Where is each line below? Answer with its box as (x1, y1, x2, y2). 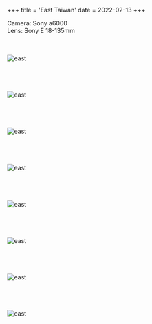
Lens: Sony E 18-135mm (7, 27, 76, 34)
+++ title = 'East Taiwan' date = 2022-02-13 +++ (7, 6, 146, 14)
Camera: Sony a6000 (7, 19, 67, 27)
